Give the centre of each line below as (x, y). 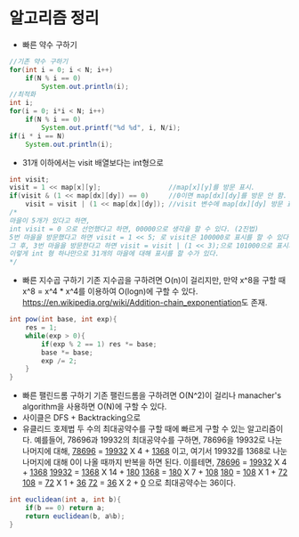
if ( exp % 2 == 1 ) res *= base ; (99, 344)
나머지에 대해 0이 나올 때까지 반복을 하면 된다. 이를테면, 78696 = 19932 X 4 (154, 462)
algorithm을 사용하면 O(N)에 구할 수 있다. (94, 407)
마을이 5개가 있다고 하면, (50, 220)
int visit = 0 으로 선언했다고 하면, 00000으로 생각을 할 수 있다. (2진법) (134, 229)
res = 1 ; (41, 328)
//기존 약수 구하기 (39, 61)
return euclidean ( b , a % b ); (75, 516)
